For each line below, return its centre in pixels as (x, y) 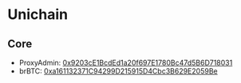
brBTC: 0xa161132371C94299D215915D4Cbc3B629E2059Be (118, 71)
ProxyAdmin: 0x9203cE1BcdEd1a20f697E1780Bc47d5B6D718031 (126, 62)
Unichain (38, 15)
